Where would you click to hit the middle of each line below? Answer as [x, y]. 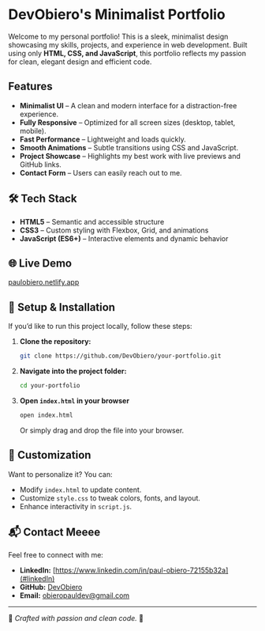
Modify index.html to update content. [80, 489]
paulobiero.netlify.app [44, 282]
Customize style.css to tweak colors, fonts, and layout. [110, 498]
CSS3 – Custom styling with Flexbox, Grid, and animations [114, 230]
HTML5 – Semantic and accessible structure [92, 221]
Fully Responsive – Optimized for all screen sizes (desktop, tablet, [127, 122]
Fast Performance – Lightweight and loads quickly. [103, 139]
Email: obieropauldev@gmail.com [75, 595]
